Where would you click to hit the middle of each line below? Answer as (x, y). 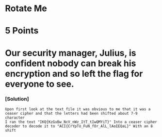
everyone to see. (40, 84)
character (15, 118)
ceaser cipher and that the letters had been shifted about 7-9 (71, 113)
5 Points (22, 31)
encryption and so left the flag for (74, 74)
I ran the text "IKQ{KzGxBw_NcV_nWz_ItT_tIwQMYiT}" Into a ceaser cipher (81, 122)
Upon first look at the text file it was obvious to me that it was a (78, 109)
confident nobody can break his (71, 63)
